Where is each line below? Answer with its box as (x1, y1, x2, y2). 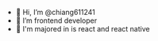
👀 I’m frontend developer (15, 16, 98, 25)
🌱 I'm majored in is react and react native (15, 24, 150, 33)
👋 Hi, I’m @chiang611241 (15, 8, 95, 17)
